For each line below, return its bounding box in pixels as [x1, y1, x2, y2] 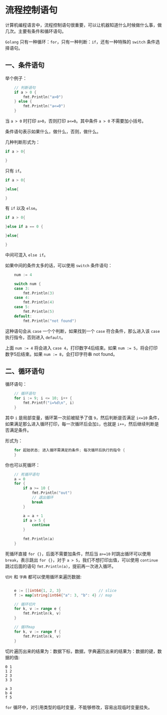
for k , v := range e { [14, 606, 61, 611]
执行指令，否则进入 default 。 [5, 334, 66, 340]
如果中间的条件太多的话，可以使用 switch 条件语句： [5, 262, 113, 268]
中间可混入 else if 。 [5, 252, 49, 258]
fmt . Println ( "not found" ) [23, 318, 77, 323]
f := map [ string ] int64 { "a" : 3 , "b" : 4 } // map [14, 592, 112, 598]
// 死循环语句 [14, 472, 40, 477]
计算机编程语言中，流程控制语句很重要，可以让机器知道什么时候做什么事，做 [5, 22, 162, 28]
